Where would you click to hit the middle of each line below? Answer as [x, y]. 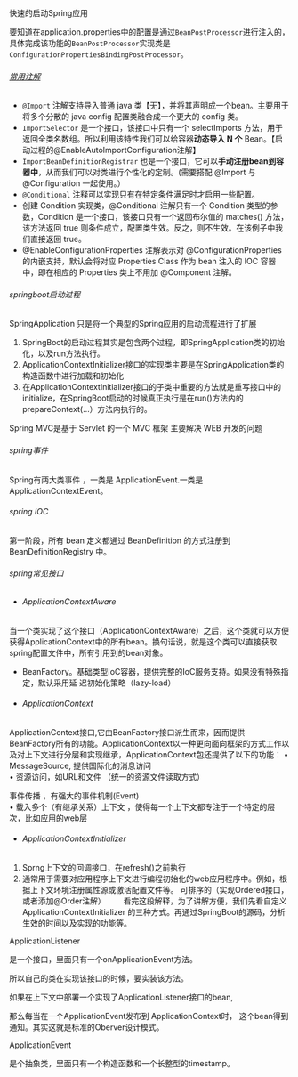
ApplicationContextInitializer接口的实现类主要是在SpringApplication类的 [153, 365]
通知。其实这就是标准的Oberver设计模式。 [87, 1027]
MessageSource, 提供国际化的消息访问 [81, 765]
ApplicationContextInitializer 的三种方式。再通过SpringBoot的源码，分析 [154, 912]
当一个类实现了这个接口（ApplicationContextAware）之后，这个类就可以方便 [149, 630]
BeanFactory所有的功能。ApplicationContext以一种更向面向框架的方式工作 [145, 743]
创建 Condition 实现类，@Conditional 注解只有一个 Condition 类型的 [146, 206]
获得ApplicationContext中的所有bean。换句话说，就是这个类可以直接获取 [143, 641]
